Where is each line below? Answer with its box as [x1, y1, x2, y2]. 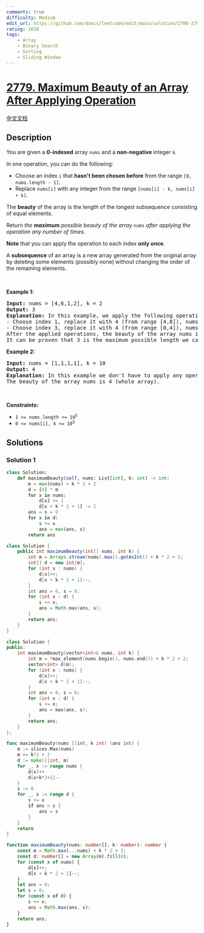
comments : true [6, 9, 45, 15]
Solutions [6, 437, 44, 448]
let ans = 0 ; [17, 882, 50, 888]
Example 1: [6, 288, 35, 296]
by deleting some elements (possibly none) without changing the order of [6, 258, 190, 266]
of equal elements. [6, 210, 53, 217]
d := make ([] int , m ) [17, 757, 69, 764]
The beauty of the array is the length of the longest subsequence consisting [6, 204, 197, 211]
